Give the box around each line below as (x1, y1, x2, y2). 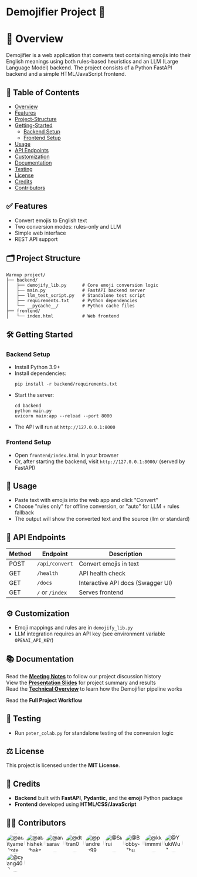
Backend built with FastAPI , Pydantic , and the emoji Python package (14, 795, 183, 802)
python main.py (14, 408, 52, 414)
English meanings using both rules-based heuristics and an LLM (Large (6, 58, 179, 65)
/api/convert (37, 561, 73, 567)
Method (9, 550, 32, 558)
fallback (14, 509, 34, 516)
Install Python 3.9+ (14, 364, 60, 371)
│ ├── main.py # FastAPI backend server (6, 287, 145, 293)
